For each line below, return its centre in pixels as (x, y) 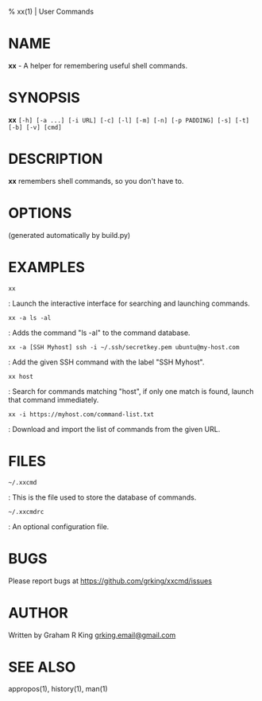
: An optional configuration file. (59, 526)
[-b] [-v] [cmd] (35, 127)
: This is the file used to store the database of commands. (102, 497)
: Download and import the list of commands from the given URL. (114, 429)
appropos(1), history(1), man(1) (58, 689)
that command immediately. (54, 399)
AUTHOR (39, 613)
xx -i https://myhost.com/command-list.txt (81, 414)
